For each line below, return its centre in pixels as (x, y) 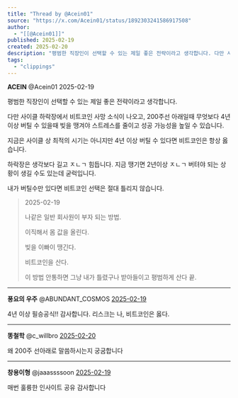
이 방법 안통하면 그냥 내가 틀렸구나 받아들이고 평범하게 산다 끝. (110, 277)
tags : (15, 60)
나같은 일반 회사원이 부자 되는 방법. (73, 217)
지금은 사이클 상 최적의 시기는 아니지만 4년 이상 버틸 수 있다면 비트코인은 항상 (114, 140)
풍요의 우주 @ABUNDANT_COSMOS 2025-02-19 (77, 299)
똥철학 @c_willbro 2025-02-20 (52, 335)
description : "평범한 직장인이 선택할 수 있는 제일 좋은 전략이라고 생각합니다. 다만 (116, 54)
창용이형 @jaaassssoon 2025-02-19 (59, 372)
